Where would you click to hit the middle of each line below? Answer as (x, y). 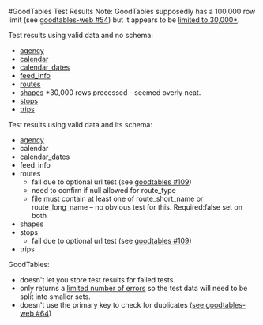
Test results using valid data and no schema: (81, 35)
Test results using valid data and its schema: (80, 125)
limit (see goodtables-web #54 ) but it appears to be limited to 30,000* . (124, 20)
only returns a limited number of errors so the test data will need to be (133, 288)
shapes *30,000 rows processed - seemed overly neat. (110, 93)
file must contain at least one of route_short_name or (117, 198)
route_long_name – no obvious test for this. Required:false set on (137, 207)
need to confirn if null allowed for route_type (103, 190)
